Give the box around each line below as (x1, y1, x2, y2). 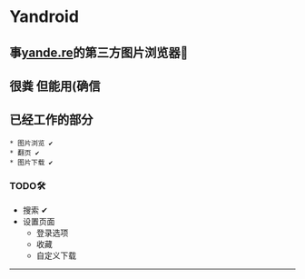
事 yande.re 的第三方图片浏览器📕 (9, 45, 189, 60)
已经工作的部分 (9, 112, 93, 128)
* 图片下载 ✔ (9, 157, 54, 167)
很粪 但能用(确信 (9, 78, 101, 94)
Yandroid (9, 6, 80, 27)
